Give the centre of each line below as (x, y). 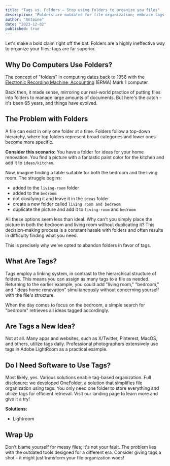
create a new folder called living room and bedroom (66, 204)
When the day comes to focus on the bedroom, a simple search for (75, 305)
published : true (22, 29)
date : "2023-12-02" (26, 24)
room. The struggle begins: (34, 178)
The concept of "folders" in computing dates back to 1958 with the (75, 77)
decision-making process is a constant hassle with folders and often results (84, 230)
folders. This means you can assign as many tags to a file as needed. (77, 279)
